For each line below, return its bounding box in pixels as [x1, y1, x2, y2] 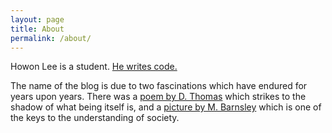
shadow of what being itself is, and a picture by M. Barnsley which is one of [10, 101, 322, 113]
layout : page [10, 14, 65, 25]
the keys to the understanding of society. [10, 112, 180, 124]
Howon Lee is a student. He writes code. [10, 61, 178, 73]
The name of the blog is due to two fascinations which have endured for [10, 80, 308, 92]
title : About [10, 24, 65, 34]
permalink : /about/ [10, 33, 92, 43]
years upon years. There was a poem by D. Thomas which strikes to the [10, 91, 307, 103]
